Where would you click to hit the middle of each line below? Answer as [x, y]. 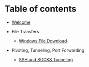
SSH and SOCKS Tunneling [46, 59]
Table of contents [41, 9]
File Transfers [25, 31]
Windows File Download [43, 41]
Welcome [21, 22]
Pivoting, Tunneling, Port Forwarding [48, 50]
